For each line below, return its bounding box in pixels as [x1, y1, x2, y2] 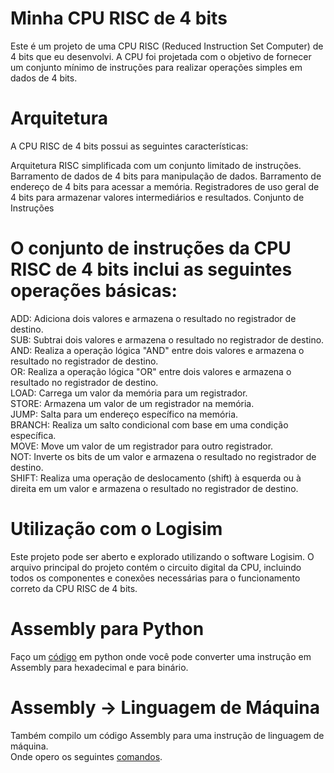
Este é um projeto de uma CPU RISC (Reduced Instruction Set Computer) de [10, 40, 324, 52]
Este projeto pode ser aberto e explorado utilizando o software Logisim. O [10, 550, 315, 562]
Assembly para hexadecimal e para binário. [10, 661, 189, 673]
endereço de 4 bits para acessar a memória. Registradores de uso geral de [10, 180, 320, 192]
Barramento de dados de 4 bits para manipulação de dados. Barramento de [10, 170, 322, 182]
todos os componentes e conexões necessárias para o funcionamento [10, 572, 301, 584]
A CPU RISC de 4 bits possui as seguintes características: [10, 140, 249, 152]
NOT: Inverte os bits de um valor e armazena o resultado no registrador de [10, 450, 317, 462]
